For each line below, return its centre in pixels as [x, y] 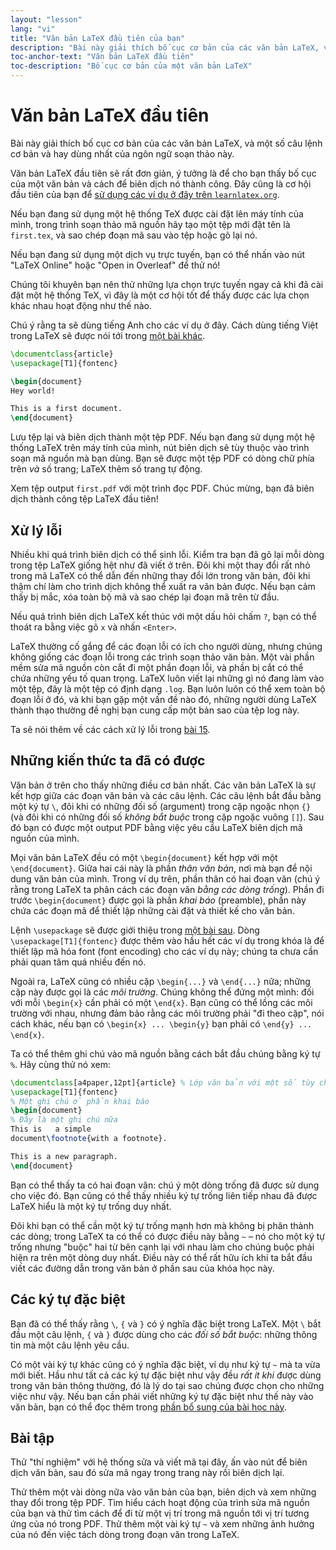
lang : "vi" [33, 29]
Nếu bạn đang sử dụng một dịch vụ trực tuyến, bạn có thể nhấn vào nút [158, 254]
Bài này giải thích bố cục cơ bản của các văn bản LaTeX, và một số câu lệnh [166, 143]
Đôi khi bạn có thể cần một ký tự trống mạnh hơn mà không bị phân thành [162, 1225]
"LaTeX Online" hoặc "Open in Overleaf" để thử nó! [115, 265]
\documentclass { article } [62, 354]
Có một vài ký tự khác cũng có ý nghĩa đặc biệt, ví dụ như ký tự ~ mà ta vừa [165, 1364]
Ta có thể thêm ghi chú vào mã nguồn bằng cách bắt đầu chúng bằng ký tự [165, 1053]
